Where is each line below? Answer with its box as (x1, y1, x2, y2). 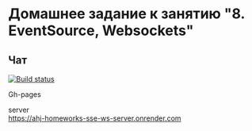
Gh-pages (8, 90, 41, 99)
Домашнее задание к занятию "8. (8, 5, 246, 23)
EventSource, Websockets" (8, 21, 194, 40)
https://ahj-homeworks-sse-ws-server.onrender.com (8, 114, 181, 123)
